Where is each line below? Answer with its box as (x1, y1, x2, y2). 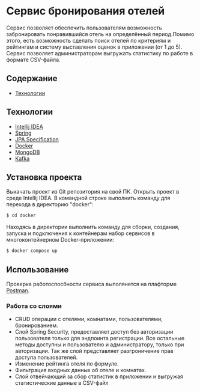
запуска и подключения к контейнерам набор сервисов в (6, 230, 155, 237)
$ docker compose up (6, 248, 58, 254)
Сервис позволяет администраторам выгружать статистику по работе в (6, 49, 193, 57)
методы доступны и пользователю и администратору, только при (14, 341, 184, 348)
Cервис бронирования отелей (6, 4, 165, 18)
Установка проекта (6, 172, 82, 182)
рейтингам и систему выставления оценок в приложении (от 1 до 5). (6, 43, 183, 51)
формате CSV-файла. (6, 56, 61, 63)
